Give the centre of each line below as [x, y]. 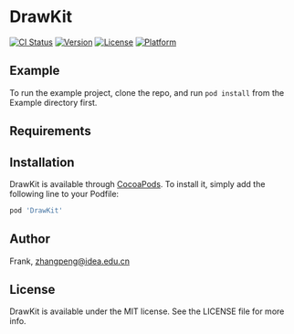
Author [30, 239]
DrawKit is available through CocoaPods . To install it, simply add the [137, 183]
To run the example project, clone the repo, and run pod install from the [147, 92]
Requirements [50, 131]
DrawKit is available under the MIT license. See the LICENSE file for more [147, 311]
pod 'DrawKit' [37, 210]
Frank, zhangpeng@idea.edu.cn [70, 261]
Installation [42, 162]
